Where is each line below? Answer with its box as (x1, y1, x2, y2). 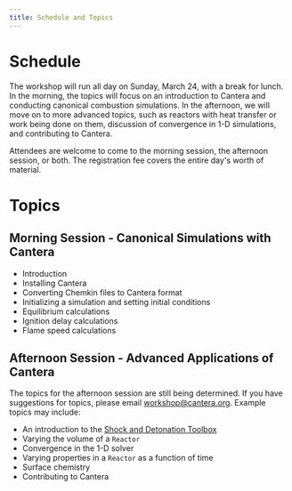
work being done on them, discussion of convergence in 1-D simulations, (9, 118, 277, 129)
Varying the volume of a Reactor (21, 433, 141, 445)
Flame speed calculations (21, 325, 117, 335)
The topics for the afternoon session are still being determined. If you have (9, 388, 283, 398)
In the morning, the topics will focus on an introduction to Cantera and (9, 90, 266, 101)
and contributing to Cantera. (9, 128, 113, 139)
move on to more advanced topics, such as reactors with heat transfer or (9, 109, 277, 120)
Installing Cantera (21, 278, 87, 288)
